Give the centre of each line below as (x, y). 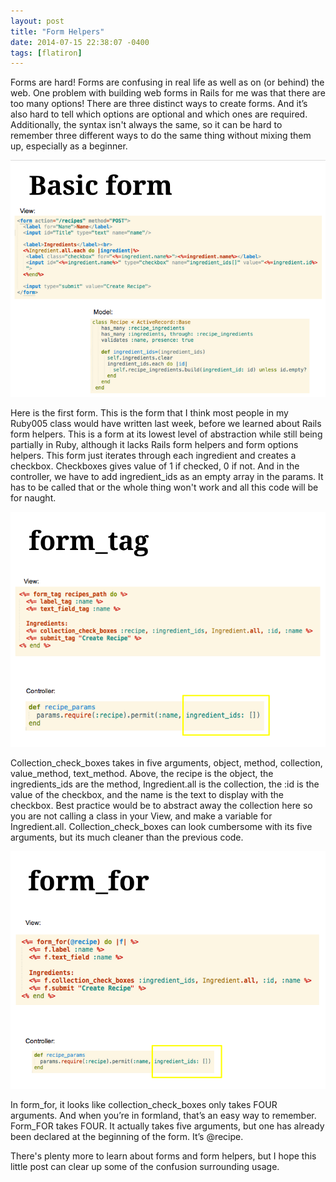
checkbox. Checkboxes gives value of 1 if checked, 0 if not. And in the (155, 466)
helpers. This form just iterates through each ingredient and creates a (153, 456)
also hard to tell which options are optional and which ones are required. (159, 114)
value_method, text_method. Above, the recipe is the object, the (142, 774)
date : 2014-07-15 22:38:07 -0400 (80, 42)
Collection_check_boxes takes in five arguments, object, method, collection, (166, 763)
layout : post (37, 21)
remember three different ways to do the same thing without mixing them (161, 136)
